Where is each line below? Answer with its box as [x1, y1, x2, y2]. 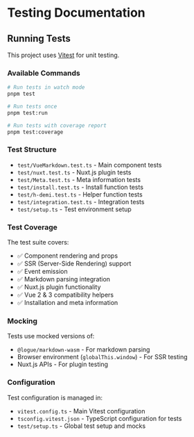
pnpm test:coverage [7, 129, 64, 135]
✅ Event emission [17, 267, 68, 276]
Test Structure [7, 145, 57, 154]
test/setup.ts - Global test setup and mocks [17, 422, 146, 430]
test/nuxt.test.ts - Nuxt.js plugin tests [17, 168, 132, 176]
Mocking [7, 316, 38, 326]
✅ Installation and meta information [17, 299, 118, 307]
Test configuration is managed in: [7, 393, 103, 402]
